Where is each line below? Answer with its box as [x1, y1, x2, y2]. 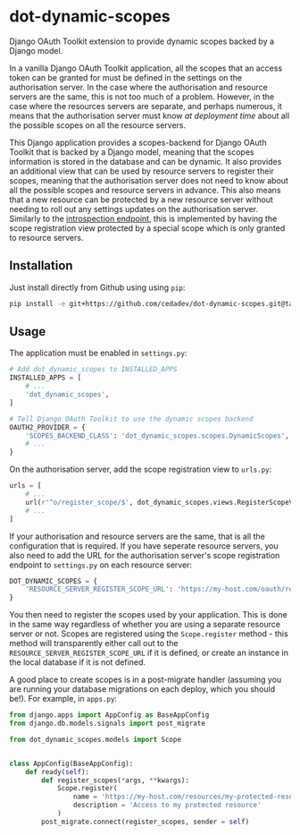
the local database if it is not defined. [9, 657, 146, 668]
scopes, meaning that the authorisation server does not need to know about [9, 175, 288, 185]
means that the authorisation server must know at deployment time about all [9, 110, 290, 121]
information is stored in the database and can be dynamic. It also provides [9, 156, 282, 166]
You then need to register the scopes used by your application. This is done [9, 609, 287, 620]
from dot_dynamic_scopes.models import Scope [9, 735, 181, 744]
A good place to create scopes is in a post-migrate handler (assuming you [9, 674, 282, 686]
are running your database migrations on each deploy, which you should [9, 684, 275, 694]
